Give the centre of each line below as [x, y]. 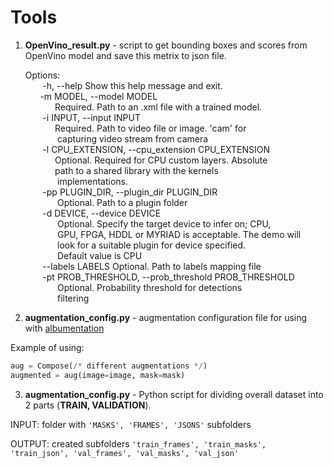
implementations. [92, 181]
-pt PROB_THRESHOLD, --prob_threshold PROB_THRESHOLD [168, 277]
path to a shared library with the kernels [136, 170]
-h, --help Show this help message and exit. [132, 85]
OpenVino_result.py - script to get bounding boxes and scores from [166, 45]
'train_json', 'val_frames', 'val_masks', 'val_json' [125, 453]
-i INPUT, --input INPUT [91, 117]
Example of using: [47, 347]
